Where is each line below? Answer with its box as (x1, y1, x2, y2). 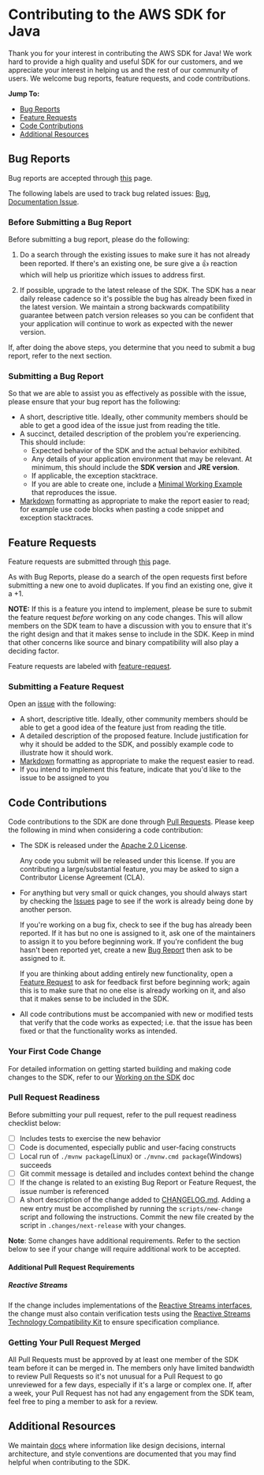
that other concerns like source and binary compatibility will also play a (8, 638, 239, 647)
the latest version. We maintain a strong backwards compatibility (19, 302, 230, 312)
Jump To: (8, 88, 40, 98)
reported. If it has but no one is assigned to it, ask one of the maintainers (19, 929, 256, 938)
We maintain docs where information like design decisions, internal (8, 1440, 226, 1450)
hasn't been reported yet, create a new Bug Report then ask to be (19, 945, 233, 955)
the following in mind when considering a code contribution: (8, 825, 203, 835)
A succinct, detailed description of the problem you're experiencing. (19, 429, 242, 439)
